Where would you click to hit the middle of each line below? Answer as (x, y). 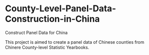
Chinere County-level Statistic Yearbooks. (47, 47)
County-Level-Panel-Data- (61, 9)
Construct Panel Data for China (36, 32)
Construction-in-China (53, 19)
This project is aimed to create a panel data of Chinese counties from (75, 42)
